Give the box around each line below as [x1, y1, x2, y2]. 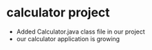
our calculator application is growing [16, 34, 120, 42]
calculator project [6, 5, 111, 21]
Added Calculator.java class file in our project [16, 27, 145, 36]
